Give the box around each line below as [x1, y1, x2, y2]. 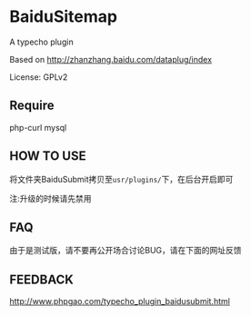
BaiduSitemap [9, 6, 118, 27]
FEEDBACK [9, 272, 75, 287]
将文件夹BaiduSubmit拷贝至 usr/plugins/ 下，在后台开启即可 [9, 173, 234, 184]
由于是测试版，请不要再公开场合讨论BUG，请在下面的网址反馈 [9, 245, 243, 256]
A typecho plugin [9, 36, 75, 47]
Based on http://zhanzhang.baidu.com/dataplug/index [9, 54, 212, 64]
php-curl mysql [9, 122, 67, 133]
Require [9, 98, 55, 114]
